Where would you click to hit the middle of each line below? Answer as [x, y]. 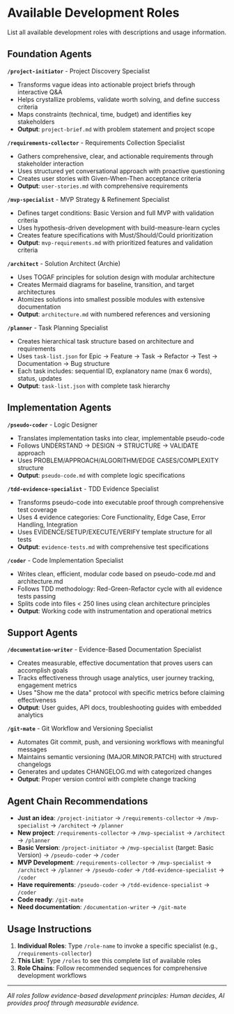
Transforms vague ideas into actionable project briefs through [106, 84]
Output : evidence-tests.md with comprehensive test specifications [113, 547]
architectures [36, 292]
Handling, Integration [47, 524]
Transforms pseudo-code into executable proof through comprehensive [120, 502]
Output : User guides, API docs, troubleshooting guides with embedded [119, 707]
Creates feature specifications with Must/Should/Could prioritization [115, 235]
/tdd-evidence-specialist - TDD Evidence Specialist [83, 488]
